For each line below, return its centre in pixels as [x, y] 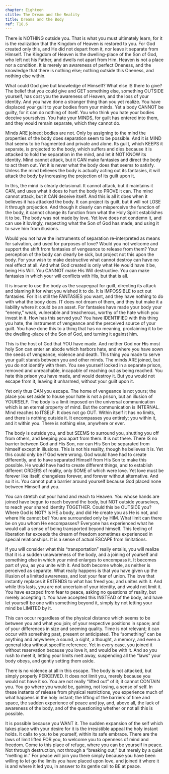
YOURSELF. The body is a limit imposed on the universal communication [80, 402]
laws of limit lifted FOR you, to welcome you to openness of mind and [77, 740]
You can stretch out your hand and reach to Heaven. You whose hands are [82, 497]
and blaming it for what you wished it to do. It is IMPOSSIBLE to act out [78, 291]
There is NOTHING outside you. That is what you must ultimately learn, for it [84, 38]
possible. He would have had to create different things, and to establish [79, 466]
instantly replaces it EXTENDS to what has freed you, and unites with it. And [84, 582]
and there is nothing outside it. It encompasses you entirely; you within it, [81, 418]
